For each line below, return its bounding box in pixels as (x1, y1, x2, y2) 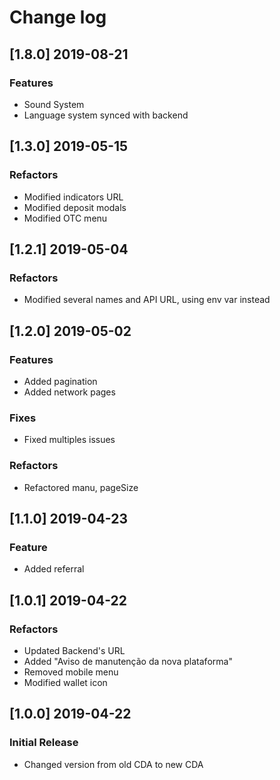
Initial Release (9, 736, 79, 750)
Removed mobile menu (23, 666, 119, 678)
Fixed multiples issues (23, 434, 116, 446)
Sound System (23, 98, 85, 110)
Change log (9, 6, 107, 29)
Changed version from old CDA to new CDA (23, 758, 204, 770)
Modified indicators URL (23, 191, 124, 203)
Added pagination (23, 375, 98, 387)
